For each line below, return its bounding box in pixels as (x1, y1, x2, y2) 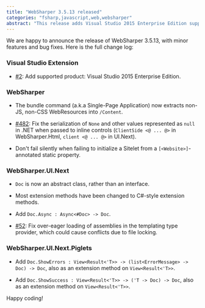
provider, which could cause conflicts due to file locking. (15, 229, 157, 236)
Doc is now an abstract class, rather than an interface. (15, 181, 149, 188)
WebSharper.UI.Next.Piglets (6, 244, 93, 252)
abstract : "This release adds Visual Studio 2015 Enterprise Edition (6, 20, 187, 26)
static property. (42, 151, 81, 159)
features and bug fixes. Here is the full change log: (6, 43, 134, 51)
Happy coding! (6, 294, 44, 302)
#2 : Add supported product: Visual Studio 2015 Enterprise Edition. (15, 73, 181, 80)
